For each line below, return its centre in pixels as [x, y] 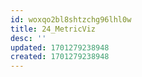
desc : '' [28, 38]
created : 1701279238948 [60, 57]
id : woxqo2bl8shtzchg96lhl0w [71, 19]
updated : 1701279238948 [60, 47]
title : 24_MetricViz [53, 29]
